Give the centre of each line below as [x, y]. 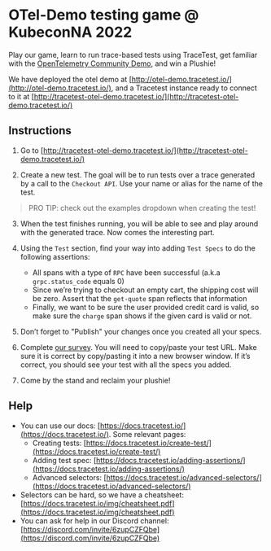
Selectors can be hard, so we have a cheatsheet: [102, 495]
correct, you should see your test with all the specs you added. [126, 365]
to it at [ [22, 96]
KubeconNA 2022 [70, 32]
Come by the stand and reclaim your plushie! [95, 380]
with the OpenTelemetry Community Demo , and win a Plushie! [112, 63]
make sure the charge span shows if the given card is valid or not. [142, 316]
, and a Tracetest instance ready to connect [184, 88]
